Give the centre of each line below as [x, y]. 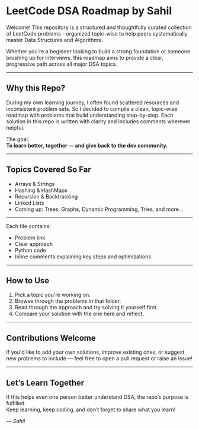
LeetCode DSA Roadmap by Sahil [89, 11]
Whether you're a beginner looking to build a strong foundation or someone [98, 51]
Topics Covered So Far [49, 170]
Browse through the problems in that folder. [68, 301]
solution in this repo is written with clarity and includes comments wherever [98, 121]
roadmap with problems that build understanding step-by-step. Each [90, 115]
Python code [30, 250]
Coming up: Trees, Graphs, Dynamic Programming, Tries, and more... [99, 209]
